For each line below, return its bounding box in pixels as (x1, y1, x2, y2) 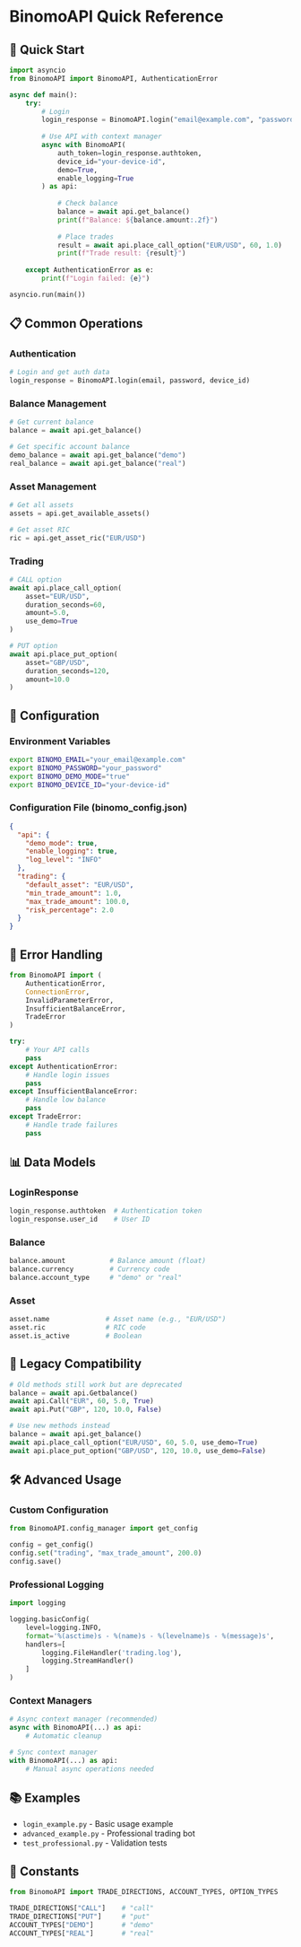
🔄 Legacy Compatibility (9, 1356, 142, 1372)
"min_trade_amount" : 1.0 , (25, 889, 123, 898)
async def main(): (9, 90, 78, 100)
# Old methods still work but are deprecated (9, 1380, 182, 1389)
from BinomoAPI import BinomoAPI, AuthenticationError (9, 74, 219, 83)
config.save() (9, 1557, 63, 1566)
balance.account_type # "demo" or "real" (9, 1273, 182, 1283)
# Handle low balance (25, 1095, 106, 1105)
